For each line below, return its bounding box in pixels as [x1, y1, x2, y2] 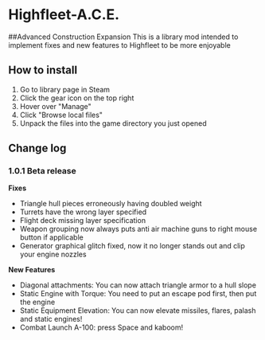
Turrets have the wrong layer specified [19, 207, 147, 217]
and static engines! [19, 315, 83, 324]
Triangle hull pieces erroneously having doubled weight [19, 199, 202, 209]
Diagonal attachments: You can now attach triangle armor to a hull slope [19, 280, 257, 290]
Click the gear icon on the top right [19, 93, 134, 103]
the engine [19, 297, 56, 307]
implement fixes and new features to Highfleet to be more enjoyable [8, 40, 231, 49]
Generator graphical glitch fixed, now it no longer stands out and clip [19, 241, 245, 251]
